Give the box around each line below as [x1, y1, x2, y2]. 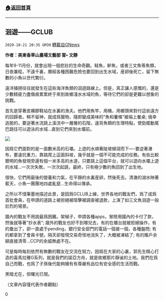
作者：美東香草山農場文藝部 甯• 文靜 [5, 52, 78, 58]
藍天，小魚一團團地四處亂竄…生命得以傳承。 [5, 181, 95, 186]
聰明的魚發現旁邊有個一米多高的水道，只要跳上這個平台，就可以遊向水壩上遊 [5, 158, 159, 164]
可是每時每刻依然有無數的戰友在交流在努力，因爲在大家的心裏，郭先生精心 [5, 249, 155, 255]
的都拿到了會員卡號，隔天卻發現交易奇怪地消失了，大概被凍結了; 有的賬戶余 [5, 232, 158, 238]
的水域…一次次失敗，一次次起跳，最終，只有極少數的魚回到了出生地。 [5, 164, 146, 170]
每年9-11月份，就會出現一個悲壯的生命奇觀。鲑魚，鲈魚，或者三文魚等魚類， [5, 63, 159, 69]
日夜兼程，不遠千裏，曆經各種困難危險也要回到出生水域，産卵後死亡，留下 [5, 69, 155, 74]
